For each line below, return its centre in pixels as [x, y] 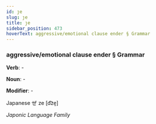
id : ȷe [14, 12]
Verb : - [15, 68]
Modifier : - [20, 91]
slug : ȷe [17, 17]
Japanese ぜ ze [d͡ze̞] [32, 103]
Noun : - [16, 79]
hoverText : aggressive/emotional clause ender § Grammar [78, 34]
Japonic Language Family [38, 115]
